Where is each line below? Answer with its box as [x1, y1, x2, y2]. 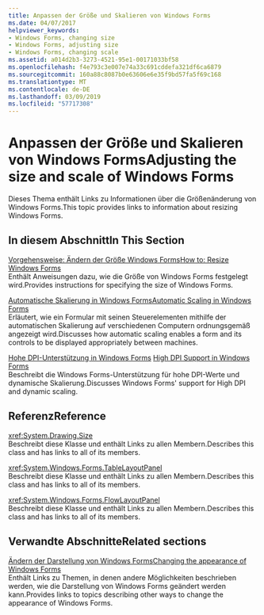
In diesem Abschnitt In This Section [8, 234, 185, 247]
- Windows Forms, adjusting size [8, 41, 119, 49]
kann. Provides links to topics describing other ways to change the [8, 590, 224, 599]
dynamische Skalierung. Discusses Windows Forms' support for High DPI [8, 378, 246, 388]
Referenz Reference [8, 410, 107, 423]
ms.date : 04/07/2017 [8, 19, 77, 27]
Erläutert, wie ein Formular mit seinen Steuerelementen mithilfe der [8, 312, 227, 322]
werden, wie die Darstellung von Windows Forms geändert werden [8, 581, 226, 590]
